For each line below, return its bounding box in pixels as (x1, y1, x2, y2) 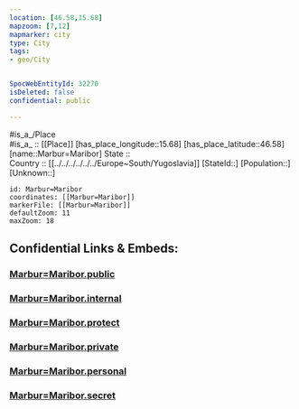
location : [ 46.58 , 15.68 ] (9, 13, 103, 23)
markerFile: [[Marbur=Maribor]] (9, 200, 131, 209)
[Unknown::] (9, 167, 56, 178)
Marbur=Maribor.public (9, 267, 116, 280)
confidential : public (9, 96, 91, 105)
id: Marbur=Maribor (9, 184, 83, 194)
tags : (9, 47, 30, 56)
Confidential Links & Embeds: (9, 241, 179, 256)
